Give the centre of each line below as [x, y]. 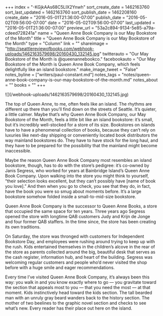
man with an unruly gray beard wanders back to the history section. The [77, 298]
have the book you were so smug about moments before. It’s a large [73, 191]
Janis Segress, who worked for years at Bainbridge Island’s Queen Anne [77, 170]
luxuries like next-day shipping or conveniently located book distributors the [81, 135]
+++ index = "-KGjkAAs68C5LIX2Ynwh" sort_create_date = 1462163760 [77, 7]
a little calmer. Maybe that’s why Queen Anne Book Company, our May [76, 114]
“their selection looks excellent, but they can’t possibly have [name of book [80, 181]
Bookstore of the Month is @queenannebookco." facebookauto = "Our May [81, 59]
